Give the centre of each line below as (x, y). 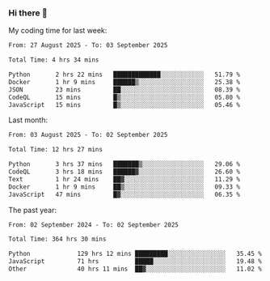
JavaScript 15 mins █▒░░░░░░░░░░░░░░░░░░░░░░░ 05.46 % (124, 104)
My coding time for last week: (58, 31)
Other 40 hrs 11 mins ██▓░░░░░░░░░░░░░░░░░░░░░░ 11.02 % (135, 269)
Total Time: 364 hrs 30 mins (57, 239)
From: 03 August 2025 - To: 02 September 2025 (88, 135)
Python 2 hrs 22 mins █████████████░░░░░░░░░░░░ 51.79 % (124, 75)
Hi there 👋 (28, 13)
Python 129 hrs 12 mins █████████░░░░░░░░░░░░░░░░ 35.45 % (135, 254)
